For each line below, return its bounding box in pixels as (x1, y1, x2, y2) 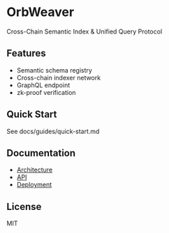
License (6, 200, 42, 213)
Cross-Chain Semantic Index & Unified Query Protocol (6, 27, 163, 36)
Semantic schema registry (16, 66, 92, 74)
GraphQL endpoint (16, 81, 71, 89)
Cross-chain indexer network (16, 73, 101, 82)
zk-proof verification (16, 88, 76, 96)
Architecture (16, 165, 53, 174)
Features (6, 47, 46, 59)
